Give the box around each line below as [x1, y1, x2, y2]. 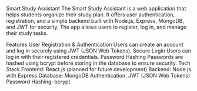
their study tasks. [6, 30, 48, 37]
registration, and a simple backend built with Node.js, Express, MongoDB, [6, 17, 184, 24]
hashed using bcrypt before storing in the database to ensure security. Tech [6, 60, 191, 66]
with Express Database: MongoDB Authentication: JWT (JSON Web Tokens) [6, 72, 191, 79]
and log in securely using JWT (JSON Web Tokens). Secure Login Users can [6, 47, 191, 54]
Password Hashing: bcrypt [6, 78, 71, 85]
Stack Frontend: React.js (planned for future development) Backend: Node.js [6, 66, 192, 72]
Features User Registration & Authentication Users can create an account [6, 41, 183, 48]
